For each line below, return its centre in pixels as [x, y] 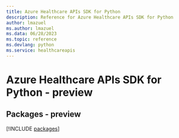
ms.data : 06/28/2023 [32, 34]
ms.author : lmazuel [30, 28]
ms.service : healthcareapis [41, 51]
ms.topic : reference [32, 39]
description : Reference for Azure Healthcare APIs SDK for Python [90, 17]
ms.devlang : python [30, 45]
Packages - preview [44, 115]
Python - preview [49, 92]
